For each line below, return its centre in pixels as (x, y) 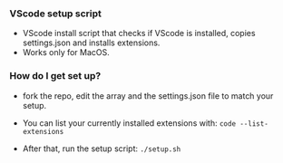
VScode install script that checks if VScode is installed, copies (139, 34)
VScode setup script (56, 14)
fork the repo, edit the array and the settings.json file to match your (148, 96)
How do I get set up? (55, 76)
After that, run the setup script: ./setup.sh (102, 149)
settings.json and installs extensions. (91, 43)
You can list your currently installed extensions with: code (129, 123)
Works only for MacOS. (66, 53)
